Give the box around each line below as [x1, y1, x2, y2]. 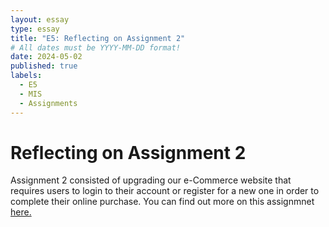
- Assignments [19, 98, 78, 108]
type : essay [10, 24, 60, 34]
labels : [10, 71, 43, 81]
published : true [10, 61, 78, 71]
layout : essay [10, 14, 70, 25]
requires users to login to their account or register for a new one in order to [10, 185, 320, 197]
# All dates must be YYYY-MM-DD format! [10, 42, 182, 53]
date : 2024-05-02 [10, 52, 83, 62]
